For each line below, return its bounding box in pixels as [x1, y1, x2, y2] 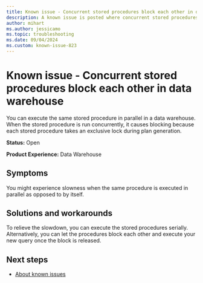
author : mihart [6, 20, 45, 26]
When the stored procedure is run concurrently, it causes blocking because [6, 120, 195, 128]
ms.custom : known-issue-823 [6, 43, 77, 49]
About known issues [14, 270, 66, 278]
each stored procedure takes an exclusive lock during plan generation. [6, 127, 182, 134]
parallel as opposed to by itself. [6, 190, 85, 198]
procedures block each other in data [6, 82, 192, 96]
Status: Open [6, 138, 40, 146]
